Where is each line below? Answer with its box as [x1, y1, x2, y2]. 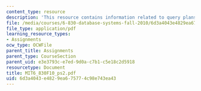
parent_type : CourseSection [6, 53, 77, 59]
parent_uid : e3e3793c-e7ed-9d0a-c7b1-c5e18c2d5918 [6, 59, 135, 65]
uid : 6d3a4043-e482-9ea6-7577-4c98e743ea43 [6, 75, 117, 81]
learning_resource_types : [6, 31, 71, 37]
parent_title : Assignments [6, 48, 74, 54]
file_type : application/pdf [6, 25, 77, 32]
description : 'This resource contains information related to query [6, 14, 181, 20]
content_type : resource [6, 8, 66, 15]
